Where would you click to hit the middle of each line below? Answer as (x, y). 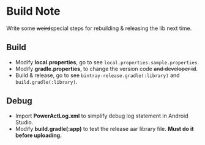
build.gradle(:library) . (46, 81)
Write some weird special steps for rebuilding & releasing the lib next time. (99, 28)
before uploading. (39, 135)
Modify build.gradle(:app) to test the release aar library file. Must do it (104, 128)
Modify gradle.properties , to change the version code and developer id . (106, 69)
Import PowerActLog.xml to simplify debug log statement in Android (102, 116)
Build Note (33, 11)
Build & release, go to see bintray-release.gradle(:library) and (97, 75)
